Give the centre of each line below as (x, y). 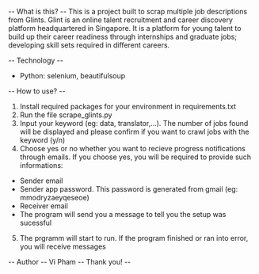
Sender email (41, 181)
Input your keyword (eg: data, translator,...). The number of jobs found (134, 123)
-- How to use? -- (37, 91)
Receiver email (44, 206)
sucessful (36, 223)
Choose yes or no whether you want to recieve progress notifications (132, 148)
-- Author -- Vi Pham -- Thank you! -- (70, 262)
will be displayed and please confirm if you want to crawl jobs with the (134, 131)
